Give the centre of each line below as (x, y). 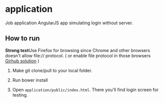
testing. (20, 95)
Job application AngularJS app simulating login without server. (69, 23)
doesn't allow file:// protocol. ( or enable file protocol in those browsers (78, 55)
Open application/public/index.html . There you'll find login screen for (85, 90)
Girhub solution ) (22, 61)
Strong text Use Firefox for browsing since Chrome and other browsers (78, 50)
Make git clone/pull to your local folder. (52, 70)
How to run (23, 38)
